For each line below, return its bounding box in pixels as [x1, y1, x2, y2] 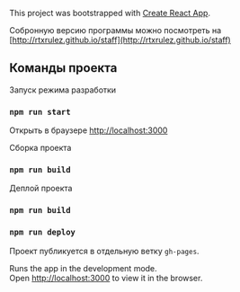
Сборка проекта [9, 143, 72, 154]
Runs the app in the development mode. [9, 262, 157, 273]
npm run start [9, 107, 71, 117]
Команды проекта [9, 60, 118, 75]
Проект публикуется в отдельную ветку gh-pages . [9, 245, 200, 256]
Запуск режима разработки [9, 84, 117, 95]
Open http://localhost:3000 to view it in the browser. [9, 272, 203, 283]
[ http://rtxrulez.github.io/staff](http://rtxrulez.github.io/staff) [9, 35, 231, 45]
